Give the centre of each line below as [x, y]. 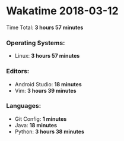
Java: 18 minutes [36, 125]
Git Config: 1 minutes [41, 119]
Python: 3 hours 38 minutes [50, 131]
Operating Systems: [36, 43]
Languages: [24, 106]
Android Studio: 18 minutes [48, 84]
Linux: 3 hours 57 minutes [47, 56]
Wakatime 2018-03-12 [62, 11]
